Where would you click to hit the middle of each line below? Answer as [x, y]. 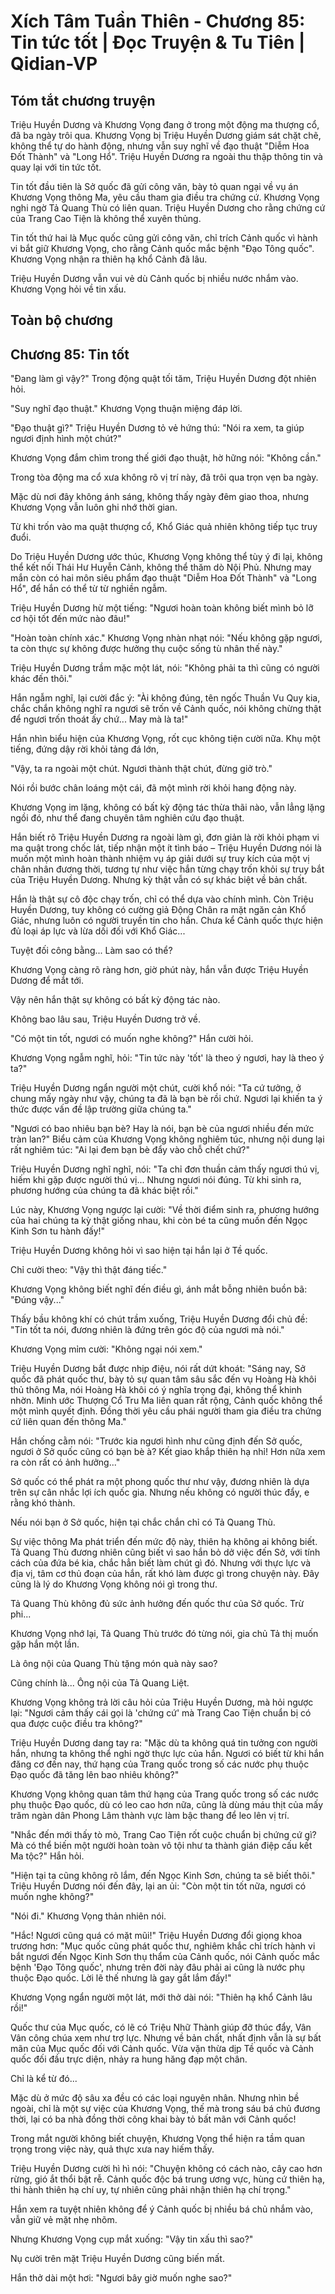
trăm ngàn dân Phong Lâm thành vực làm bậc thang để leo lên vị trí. [150, 1816]
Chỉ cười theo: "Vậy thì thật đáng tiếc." [89, 1270]
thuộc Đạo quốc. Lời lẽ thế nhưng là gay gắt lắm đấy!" [121, 1978]
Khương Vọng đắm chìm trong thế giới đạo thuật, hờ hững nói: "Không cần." [166, 458]
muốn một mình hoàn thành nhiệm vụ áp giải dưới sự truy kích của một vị [160, 859]
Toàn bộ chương [62, 320]
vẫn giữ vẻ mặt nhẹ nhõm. [64, 2220]
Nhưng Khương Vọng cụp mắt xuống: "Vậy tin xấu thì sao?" [132, 2239]
